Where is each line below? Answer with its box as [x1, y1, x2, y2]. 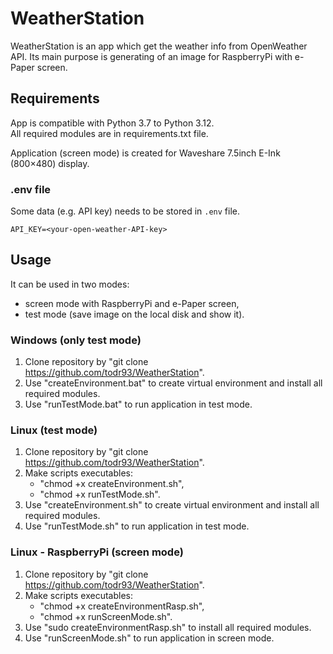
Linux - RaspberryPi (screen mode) [10, 545, 184, 559]
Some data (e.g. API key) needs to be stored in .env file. [10, 205, 241, 217]
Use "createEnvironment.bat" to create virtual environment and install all [24, 377, 323, 389]
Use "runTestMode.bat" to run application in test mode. [24, 398, 253, 411]
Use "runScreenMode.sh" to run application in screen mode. [24, 632, 275, 644]
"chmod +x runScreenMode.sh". [39, 610, 173, 622]
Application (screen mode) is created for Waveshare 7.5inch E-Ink [10, 147, 281, 159]
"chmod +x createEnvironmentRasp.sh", [39, 600, 205, 612]
